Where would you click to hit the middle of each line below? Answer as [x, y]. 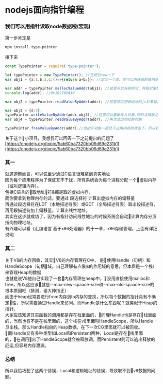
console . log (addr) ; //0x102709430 [40, 93]
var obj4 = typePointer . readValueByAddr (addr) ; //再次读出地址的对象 [73, 120]
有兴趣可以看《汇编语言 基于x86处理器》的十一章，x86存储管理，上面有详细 [81, 229]
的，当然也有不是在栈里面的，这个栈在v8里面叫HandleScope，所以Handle [79, 321]
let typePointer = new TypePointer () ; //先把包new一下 [60, 75]
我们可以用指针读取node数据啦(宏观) [48, 26]
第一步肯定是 [18, 38]
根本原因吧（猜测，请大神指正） [37, 291]
